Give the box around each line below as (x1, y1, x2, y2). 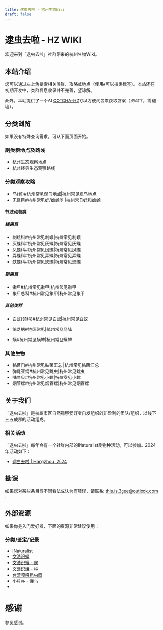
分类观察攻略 (5, 178, 36, 185)
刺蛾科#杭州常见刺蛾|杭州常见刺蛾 (12, 234, 81, 240)
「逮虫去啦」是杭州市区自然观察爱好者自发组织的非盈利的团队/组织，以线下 (5, 410, 157, 416)
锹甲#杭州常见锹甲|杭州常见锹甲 (12, 284, 77, 290)
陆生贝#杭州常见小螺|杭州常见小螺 (12, 375, 81, 380)
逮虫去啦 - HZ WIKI (5, 34, 81, 46)
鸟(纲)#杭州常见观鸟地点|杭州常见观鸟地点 (12, 191, 97, 197)
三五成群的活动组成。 (5, 416, 48, 422)
